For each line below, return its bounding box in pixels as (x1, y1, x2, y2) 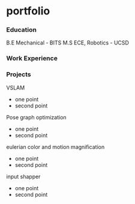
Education (6, 26, 37, 34)
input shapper (6, 173, 41, 180)
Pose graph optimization (6, 113, 67, 121)
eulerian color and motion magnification (6, 143, 105, 151)
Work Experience (6, 54, 58, 62)
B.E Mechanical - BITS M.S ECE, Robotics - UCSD (6, 39, 129, 46)
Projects (6, 70, 31, 79)
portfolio (6, 4, 50, 18)
